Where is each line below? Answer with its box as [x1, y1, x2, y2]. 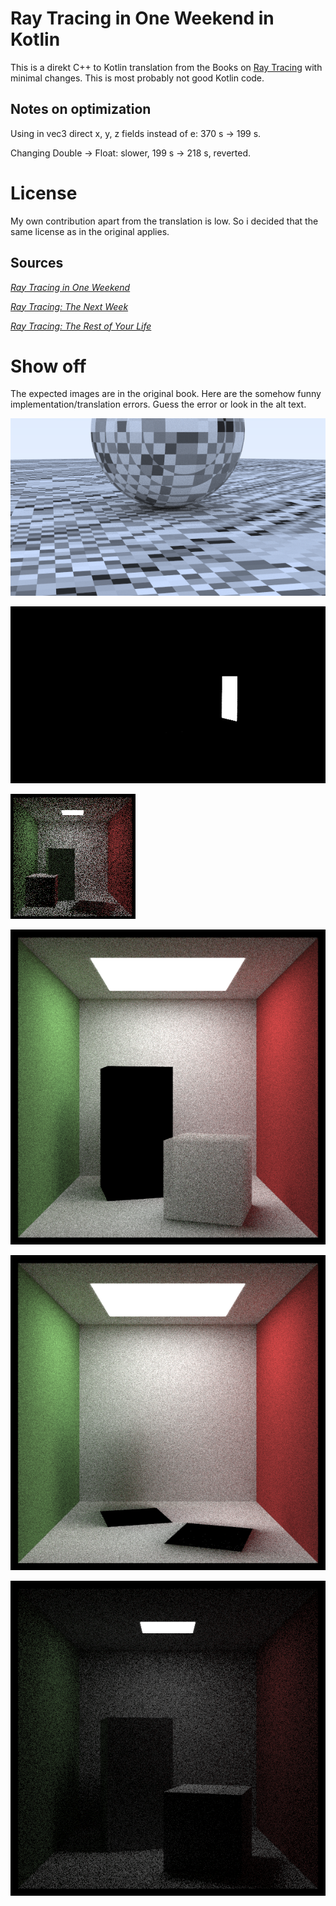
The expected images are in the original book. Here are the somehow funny [10, 388, 322, 400]
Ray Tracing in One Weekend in [10, 7, 275, 30]
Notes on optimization [10, 101, 152, 118]
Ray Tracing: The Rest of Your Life [10, 320, 152, 332]
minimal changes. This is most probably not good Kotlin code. [10, 72, 265, 84]
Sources [10, 255, 64, 272]
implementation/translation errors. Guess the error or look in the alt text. [10, 398, 307, 411]
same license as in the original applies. [10, 225, 170, 237]
